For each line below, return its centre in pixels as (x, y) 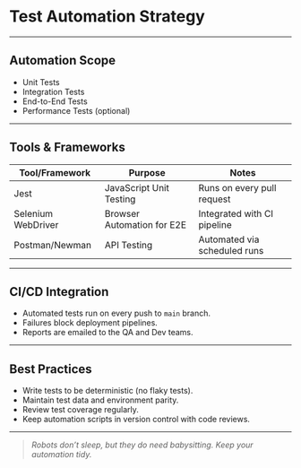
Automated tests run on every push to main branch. (116, 313)
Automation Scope (63, 61)
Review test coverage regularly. (80, 410)
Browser (122, 213)
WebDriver (36, 224)
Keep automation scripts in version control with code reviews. (136, 420)
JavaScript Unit (137, 187)
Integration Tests (53, 91)
